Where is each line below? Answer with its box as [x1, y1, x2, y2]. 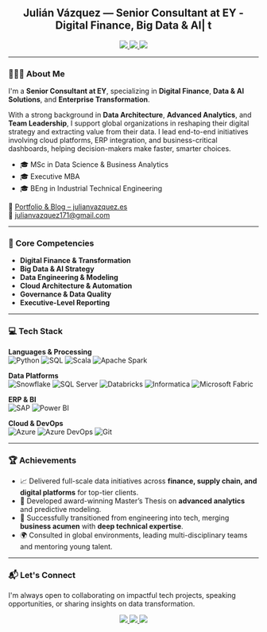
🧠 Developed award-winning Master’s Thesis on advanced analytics [19, 496, 246, 506]
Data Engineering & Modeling [19, 273, 119, 282]
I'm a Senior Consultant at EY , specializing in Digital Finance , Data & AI [8, 87, 245, 96]
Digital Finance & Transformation [19, 256, 131, 266]
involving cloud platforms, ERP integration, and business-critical [8, 135, 218, 145]
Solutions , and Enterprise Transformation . [8, 95, 150, 104]
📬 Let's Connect [8, 569, 75, 580]
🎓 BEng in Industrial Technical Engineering [19, 184, 163, 193]
